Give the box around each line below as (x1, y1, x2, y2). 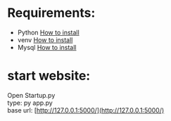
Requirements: (7, 5, 96, 21)
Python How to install (17, 28, 80, 37)
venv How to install (17, 35, 73, 44)
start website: (7, 68, 91, 84)
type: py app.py (7, 98, 53, 107)
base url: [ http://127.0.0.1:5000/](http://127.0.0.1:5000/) (7, 106, 165, 114)
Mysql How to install (17, 43, 77, 51)
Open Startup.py (7, 91, 56, 99)
